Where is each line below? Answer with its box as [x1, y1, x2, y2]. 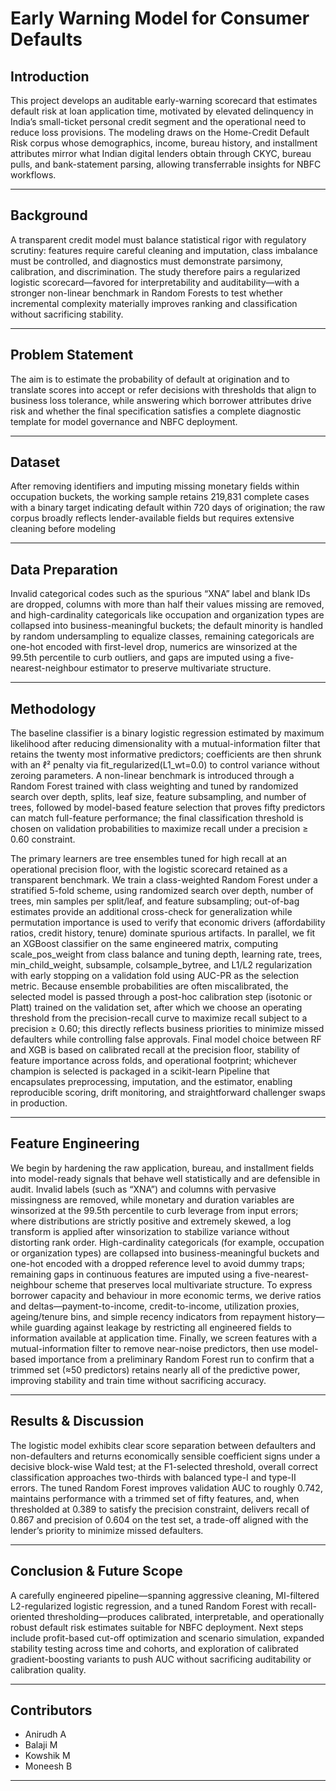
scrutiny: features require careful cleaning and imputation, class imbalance [10, 244, 318, 256]
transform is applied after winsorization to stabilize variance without [10, 1225, 290, 1237]
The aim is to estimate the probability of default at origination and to [10, 373, 290, 385]
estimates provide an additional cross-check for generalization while [10, 906, 293, 918]
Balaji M [24, 1739, 58, 1751]
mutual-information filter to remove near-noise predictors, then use [10, 1342, 287, 1354]
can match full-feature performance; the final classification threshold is [10, 812, 304, 824]
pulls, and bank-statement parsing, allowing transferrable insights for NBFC [10, 158, 322, 170]
